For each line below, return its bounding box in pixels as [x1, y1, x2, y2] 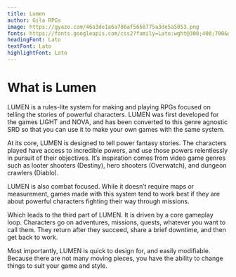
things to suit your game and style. [7, 261, 107, 270]
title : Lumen [7, 10, 46, 18]
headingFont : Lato [7, 36, 61, 43]
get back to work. [7, 233, 58, 241]
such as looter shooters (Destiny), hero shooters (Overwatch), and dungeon [7, 161, 227, 169]
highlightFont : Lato [7, 50, 68, 57]
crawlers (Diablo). [7, 168, 59, 177]
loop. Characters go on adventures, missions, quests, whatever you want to [7, 218, 226, 227]
